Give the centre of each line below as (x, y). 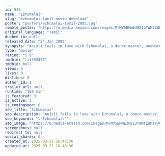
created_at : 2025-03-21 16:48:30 (39, 142)
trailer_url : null (24, 87)
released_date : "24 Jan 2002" (36, 42)
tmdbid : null (18, 64)
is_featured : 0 (21, 96)
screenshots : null (24, 128)
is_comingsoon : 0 (23, 105)
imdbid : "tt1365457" (26, 60)
